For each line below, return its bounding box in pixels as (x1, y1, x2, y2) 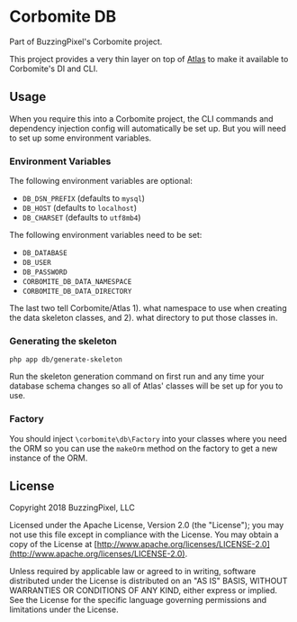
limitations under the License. (9, 604, 119, 615)
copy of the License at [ (9, 539, 97, 550)
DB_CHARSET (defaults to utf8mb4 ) (22, 212, 141, 223)
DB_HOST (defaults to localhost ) (22, 203, 138, 214)
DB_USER (22, 259, 51, 268)
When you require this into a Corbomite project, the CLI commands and (9, 113, 274, 123)
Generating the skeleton (9, 334, 117, 347)
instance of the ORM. (9, 453, 88, 463)
